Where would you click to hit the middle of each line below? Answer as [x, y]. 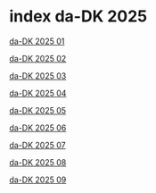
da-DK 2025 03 [38, 76]
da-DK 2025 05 [38, 110]
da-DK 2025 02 [38, 58]
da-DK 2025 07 [37, 145]
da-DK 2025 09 [38, 180]
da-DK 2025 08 [38, 162]
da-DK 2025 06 [38, 128]
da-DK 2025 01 [37, 41]
